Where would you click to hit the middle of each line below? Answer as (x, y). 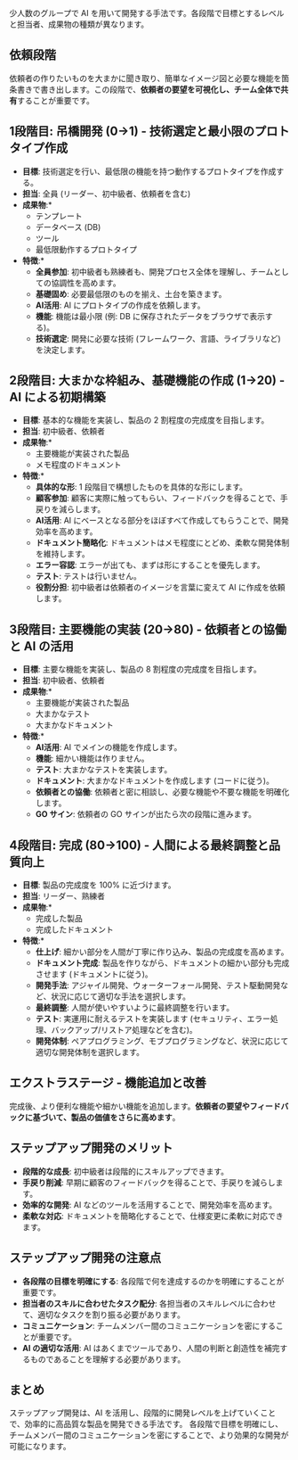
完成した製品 (59, 919)
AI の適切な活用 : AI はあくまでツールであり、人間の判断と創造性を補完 (151, 1348)
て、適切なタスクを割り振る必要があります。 (103, 1315)
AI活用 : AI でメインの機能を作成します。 (109, 747)
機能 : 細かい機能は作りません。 (92, 759)
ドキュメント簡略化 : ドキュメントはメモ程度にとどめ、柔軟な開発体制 (162, 543)
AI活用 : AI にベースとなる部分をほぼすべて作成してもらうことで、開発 (162, 521)
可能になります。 (40, 1447)
